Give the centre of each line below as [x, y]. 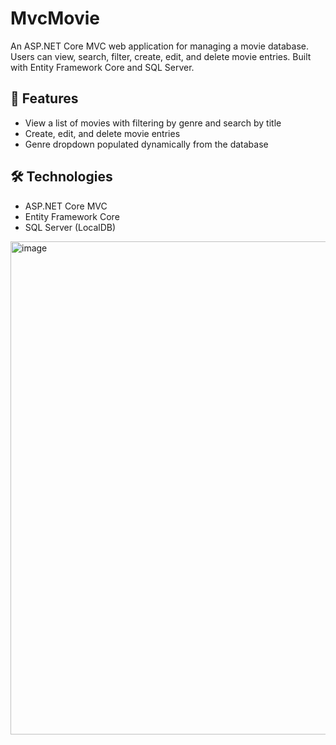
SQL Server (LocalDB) [70, 227]
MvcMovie [55, 18]
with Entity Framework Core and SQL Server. [102, 67]
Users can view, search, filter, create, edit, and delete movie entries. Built [161, 56]
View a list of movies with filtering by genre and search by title [153, 123]
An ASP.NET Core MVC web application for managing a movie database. [159, 46]
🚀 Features [44, 98]
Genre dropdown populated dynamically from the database [146, 144]
